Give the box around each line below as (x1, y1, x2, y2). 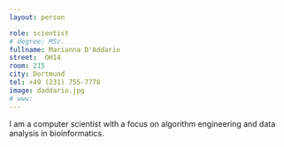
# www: (9, 94, 34, 103)
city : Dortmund (9, 70, 65, 79)
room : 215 (9, 62, 46, 70)
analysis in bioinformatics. (9, 128, 104, 138)
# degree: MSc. (9, 37, 65, 46)
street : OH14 (9, 54, 62, 62)
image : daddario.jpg (9, 85, 86, 95)
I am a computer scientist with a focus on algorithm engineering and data (9, 118, 276, 129)
